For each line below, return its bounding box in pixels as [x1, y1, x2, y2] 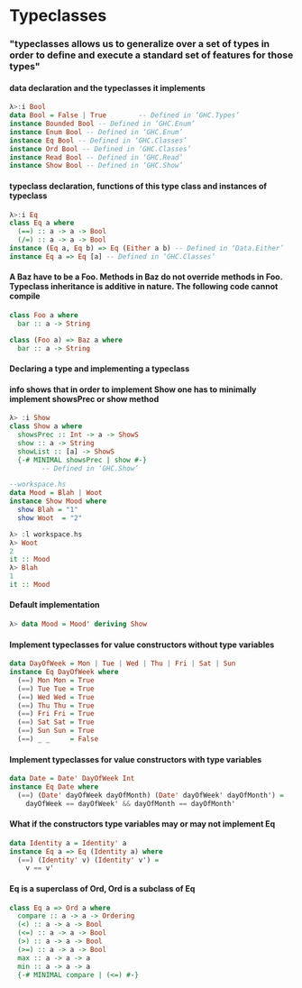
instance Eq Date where [9, 782, 99, 791]
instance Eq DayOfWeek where [9, 668, 119, 677]
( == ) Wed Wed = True [17, 692, 95, 701]
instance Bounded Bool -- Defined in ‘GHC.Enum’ [9, 119, 196, 129]
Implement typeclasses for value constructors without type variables [9, 639, 275, 650]
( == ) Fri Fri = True [17, 709, 95, 718]
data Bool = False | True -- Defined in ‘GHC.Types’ [9, 111, 241, 120]
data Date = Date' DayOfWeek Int [9, 774, 135, 783]
